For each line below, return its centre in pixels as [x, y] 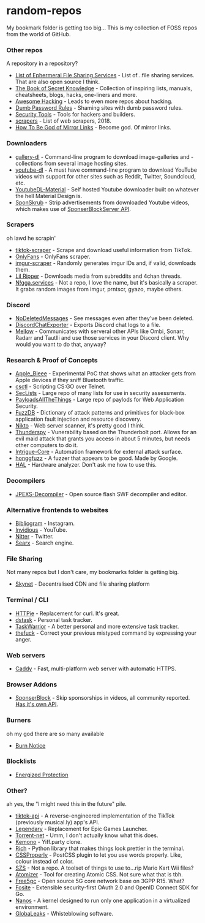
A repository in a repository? [42, 63]
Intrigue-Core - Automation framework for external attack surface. [99, 452]
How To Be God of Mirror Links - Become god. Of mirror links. [93, 128]
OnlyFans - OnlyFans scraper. [53, 256]
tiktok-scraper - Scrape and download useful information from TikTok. [103, 250]
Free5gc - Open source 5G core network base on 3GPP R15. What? [100, 881]
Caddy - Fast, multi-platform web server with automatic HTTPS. [95, 668]
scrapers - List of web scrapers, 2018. [63, 121]
